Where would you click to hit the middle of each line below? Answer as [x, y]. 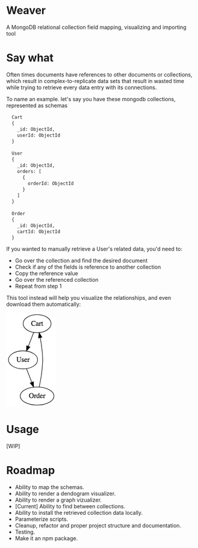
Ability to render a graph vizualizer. [58, 500]
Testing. [25, 532]
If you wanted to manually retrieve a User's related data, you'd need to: [94, 249]
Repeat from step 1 [38, 286]
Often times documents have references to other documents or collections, [99, 74]
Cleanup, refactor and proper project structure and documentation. [98, 525]
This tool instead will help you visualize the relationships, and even [89, 297]
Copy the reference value [46, 273]
